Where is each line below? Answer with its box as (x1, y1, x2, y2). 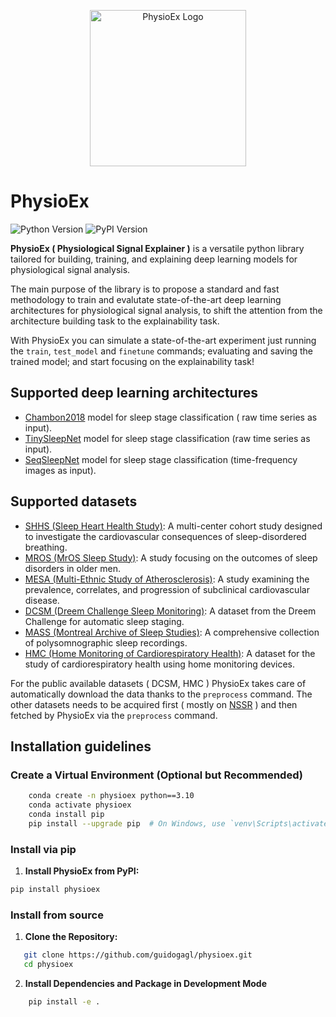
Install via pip (10, 842, 77, 856)
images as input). (24, 464, 97, 476)
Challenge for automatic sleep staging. (24, 615, 185, 627)
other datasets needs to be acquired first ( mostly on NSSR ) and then (10, 698, 298, 710)
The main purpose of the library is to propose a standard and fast (10, 283, 280, 295)
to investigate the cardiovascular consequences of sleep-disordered (24, 530, 307, 542)
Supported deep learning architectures (10, 385, 258, 402)
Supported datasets (10, 493, 138, 510)
